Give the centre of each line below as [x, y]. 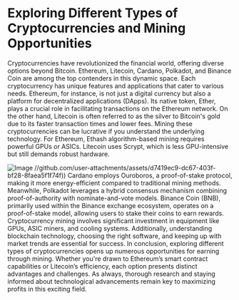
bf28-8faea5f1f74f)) [37, 175]
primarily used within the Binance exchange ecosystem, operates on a [111, 205]
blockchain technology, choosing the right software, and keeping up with [115, 236]
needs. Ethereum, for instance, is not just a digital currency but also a [110, 93]
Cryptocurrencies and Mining [97, 28]
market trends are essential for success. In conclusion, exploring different [116, 243]
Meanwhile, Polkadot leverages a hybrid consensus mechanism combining [117, 190]
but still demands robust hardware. [59, 154]
